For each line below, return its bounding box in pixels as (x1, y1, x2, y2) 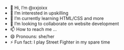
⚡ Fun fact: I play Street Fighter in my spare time (10, 39, 110, 45)
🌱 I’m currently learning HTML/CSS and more (10, 15, 104, 21)
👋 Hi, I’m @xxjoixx (10, 5, 48, 10)
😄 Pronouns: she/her (10, 33, 54, 39)
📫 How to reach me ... (10, 26, 57, 32)
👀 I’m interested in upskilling (10, 10, 69, 16)
